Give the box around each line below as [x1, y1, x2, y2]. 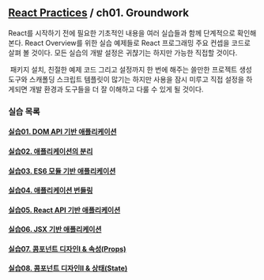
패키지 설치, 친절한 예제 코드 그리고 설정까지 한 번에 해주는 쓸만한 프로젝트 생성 [9, 65, 253, 74]
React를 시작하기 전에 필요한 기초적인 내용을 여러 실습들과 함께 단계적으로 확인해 [8, 28, 257, 38]
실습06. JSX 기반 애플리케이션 [8, 225, 102, 234]
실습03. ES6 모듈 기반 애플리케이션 [8, 166, 116, 176]
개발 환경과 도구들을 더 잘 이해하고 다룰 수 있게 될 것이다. [28, 84, 204, 94]
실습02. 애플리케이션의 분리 [8, 146, 93, 156]
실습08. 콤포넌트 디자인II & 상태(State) [8, 263, 128, 273]
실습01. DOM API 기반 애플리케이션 [8, 127, 117, 136]
